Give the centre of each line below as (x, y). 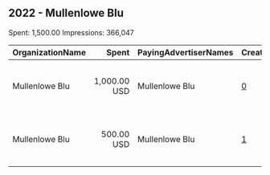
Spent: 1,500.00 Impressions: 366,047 (71, 32)
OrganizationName (49, 52)
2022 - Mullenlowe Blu (66, 13)
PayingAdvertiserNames (186, 52)
